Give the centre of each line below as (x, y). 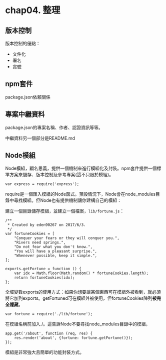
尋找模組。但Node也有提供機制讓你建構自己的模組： (67, 200)
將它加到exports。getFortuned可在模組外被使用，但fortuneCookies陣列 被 (81, 298)
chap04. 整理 (33, 10)
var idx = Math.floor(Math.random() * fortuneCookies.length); (81, 273)
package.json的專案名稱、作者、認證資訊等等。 (54, 127)
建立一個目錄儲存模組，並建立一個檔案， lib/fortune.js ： (65, 211)
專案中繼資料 (25, 114)
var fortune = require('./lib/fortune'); (49, 314)
